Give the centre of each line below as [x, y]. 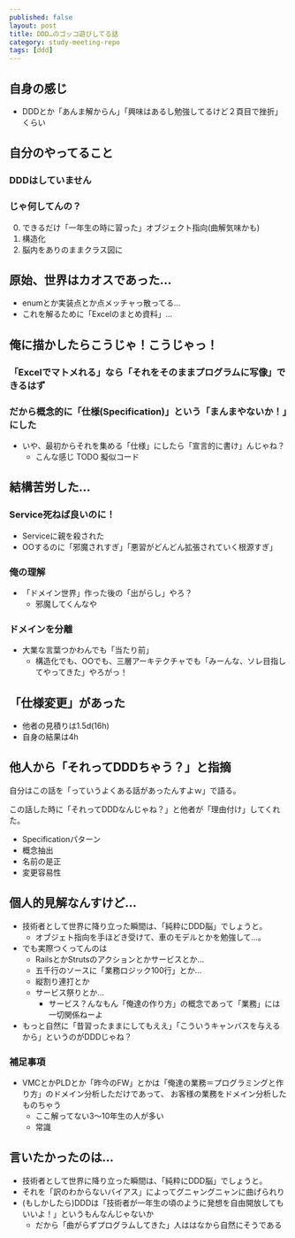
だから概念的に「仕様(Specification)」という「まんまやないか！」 [148, 411]
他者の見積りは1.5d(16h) [66, 726]
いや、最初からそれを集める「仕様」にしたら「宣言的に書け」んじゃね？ [153, 445]
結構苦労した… [50, 487]
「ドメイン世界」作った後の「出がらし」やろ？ [107, 592]
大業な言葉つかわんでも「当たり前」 [88, 650]
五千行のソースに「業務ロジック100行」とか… [118, 970]
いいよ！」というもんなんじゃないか [88, 1213]
